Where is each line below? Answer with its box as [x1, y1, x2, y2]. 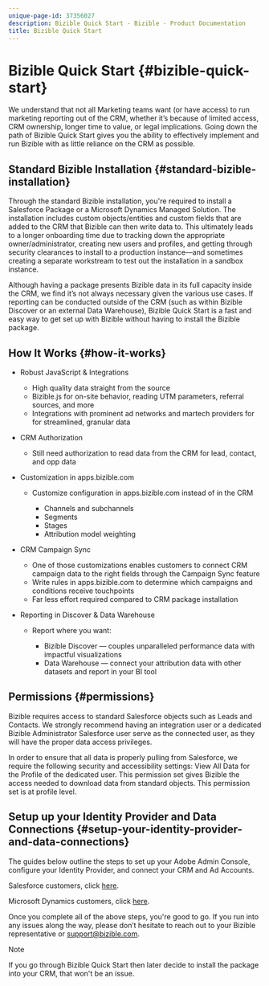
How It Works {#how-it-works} [8, 346, 167, 360]
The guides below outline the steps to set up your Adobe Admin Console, [8, 857, 251, 866]
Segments [43, 512, 78, 522]
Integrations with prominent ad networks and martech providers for [31, 408, 255, 418]
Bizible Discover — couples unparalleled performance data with [43, 640, 255, 651]
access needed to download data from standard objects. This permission [8, 778, 251, 788]
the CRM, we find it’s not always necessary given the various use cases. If [8, 288, 254, 298]
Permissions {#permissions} [8, 690, 155, 704]
